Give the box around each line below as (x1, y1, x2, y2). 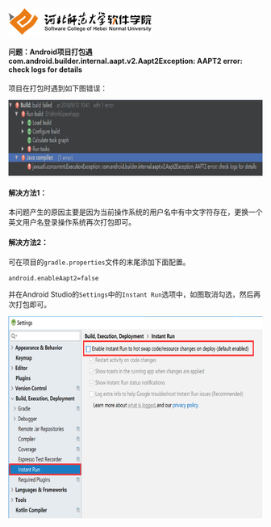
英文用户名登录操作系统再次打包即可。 (8, 217, 135, 227)
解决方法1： (8, 188, 48, 197)
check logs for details (8, 65, 83, 74)
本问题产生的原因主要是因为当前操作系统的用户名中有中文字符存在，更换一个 (8, 207, 263, 217)
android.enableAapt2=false (8, 274, 99, 282)
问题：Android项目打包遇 (8, 47, 93, 57)
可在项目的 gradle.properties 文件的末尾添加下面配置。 (8, 257, 190, 267)
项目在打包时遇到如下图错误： (8, 83, 107, 93)
